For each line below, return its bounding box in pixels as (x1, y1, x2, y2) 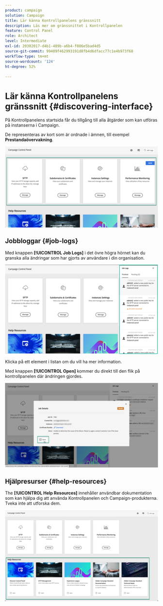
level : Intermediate (5, 39, 47, 44)
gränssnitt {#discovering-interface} (5, 101, 153, 112)
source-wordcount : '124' (5, 59, 55, 64)
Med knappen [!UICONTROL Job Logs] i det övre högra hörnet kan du (5, 250, 146, 256)
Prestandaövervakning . (5, 137, 53, 143)
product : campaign (5, 8, 42, 13)
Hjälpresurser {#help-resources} (5, 477, 107, 485)
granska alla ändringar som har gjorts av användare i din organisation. (5, 255, 145, 261)
